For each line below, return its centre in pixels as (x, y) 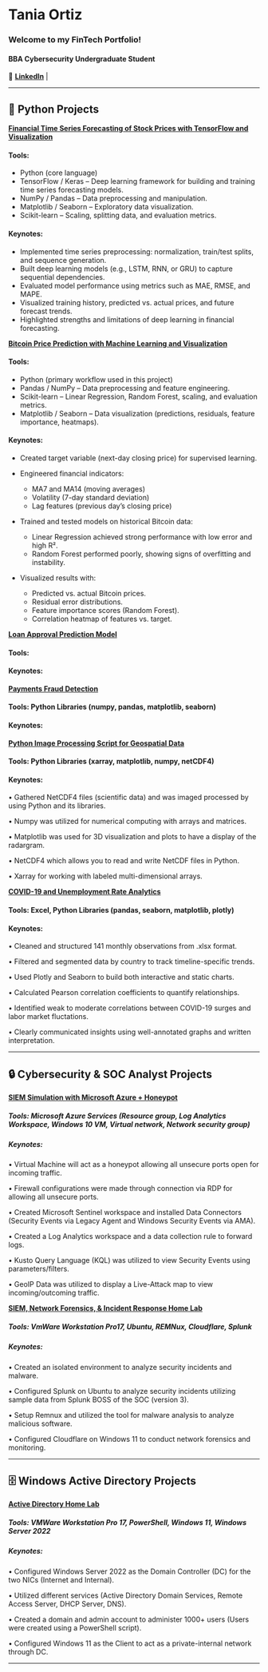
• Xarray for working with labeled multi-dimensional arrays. (106, 876)
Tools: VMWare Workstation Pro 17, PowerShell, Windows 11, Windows (128, 1523)
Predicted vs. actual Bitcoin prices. (89, 593)
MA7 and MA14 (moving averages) (89, 488)
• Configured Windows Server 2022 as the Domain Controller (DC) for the (130, 1571)
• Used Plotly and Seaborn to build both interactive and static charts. (121, 977)
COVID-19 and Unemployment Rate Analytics (85, 892)
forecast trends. (46, 311)
